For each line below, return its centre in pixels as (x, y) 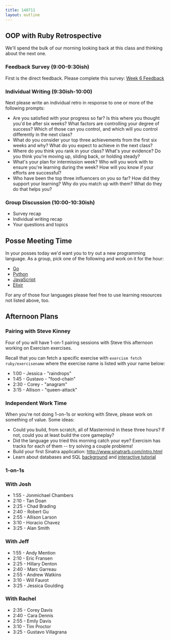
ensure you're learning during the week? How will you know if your (83, 167)
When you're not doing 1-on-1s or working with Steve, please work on (79, 414)
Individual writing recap (37, 219)
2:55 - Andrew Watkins (37, 575)
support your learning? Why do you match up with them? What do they (87, 184)
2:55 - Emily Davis (32, 621)
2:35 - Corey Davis (33, 610)
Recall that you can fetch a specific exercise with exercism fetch (73, 358)
